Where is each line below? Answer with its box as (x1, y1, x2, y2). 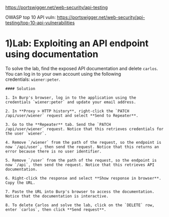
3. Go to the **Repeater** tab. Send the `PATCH (5, 122, 111, 127)
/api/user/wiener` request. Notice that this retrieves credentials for (5, 126, 164, 132)
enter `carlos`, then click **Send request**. (5, 207, 107, 212)
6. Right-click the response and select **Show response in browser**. (5, 176, 161, 181)
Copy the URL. (5, 180, 36, 185)
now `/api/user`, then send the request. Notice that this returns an (5, 144, 159, 149)
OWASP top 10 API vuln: (5, 14, 56, 20)
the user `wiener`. (5, 131, 47, 136)
